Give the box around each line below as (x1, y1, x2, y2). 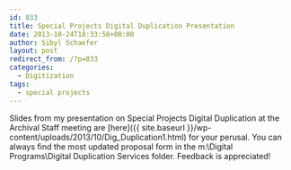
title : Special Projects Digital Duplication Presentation (9, 21, 235, 30)
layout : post (9, 47, 58, 55)
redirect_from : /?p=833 (9, 55, 99, 64)
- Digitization (17, 72, 75, 81)
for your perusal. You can (188, 132, 283, 142)
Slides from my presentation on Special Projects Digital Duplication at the (9, 113, 280, 123)
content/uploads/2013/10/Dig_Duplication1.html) (9, 132, 187, 142)
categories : (9, 64, 54, 72)
